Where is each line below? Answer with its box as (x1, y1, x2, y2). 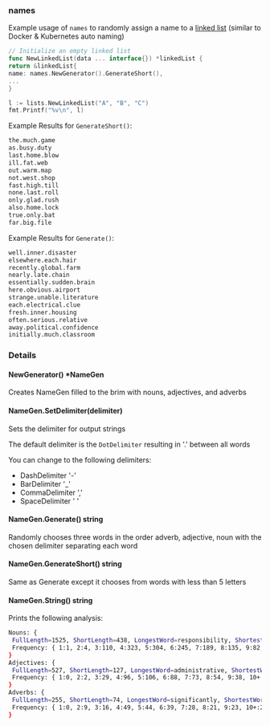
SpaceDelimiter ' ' (19, 496, 80, 506)
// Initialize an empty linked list (8, 47, 131, 55)
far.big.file (8, 218, 52, 226)
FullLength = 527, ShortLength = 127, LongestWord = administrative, (11, 666, 228, 675)
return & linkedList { (8, 62, 78, 71)
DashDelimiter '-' (19, 471, 76, 480)
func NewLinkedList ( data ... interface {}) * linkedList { (8, 55, 203, 63)
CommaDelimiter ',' (19, 487, 83, 497)
